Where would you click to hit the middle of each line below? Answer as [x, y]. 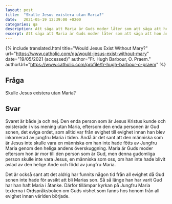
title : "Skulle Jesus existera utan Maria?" [55, 15]
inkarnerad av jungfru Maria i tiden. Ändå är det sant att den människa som [84, 137]
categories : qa [21, 24]
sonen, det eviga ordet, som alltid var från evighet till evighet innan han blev [85, 132]
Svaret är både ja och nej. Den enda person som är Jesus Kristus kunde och [86, 121]
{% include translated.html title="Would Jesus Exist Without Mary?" [77, 48]
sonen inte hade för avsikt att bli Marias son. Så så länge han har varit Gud [84, 180]
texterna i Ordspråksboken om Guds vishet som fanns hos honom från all [82, 190]
